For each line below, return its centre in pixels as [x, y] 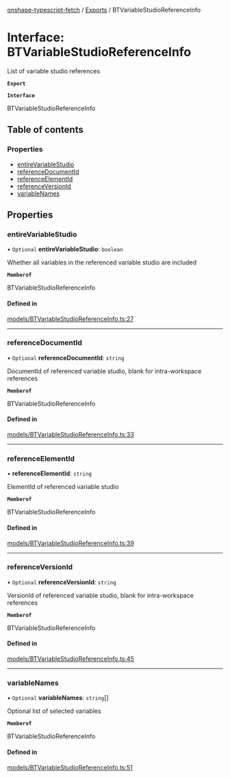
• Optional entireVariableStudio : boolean [65, 249]
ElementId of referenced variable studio [63, 487]
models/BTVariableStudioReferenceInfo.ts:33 [71, 435]
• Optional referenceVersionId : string [62, 582]
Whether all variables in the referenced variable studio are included [102, 262]
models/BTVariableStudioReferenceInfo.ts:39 [71, 543]
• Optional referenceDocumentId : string [66, 357]
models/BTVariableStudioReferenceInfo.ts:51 [70, 767]
